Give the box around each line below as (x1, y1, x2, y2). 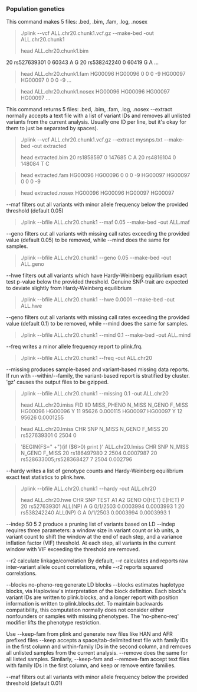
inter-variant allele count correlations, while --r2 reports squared (6, 564, 163, 571)
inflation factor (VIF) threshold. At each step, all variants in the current (6, 539, 176, 546)
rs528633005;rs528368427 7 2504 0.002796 (20, 456, 133, 463)
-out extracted (31, 143, 67, 150)
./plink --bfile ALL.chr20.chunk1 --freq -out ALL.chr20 (20, 355, 152, 362)
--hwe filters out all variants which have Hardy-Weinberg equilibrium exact (6, 272, 188, 279)
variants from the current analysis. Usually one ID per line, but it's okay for (6, 118, 187, 125)
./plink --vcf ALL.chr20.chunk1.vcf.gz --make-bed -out (20, 30, 155, 37)
